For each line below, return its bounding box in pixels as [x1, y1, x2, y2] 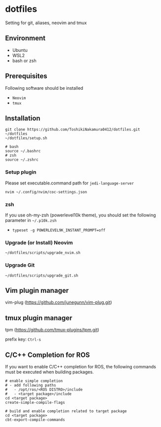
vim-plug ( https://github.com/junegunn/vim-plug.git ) [5, 299, 112, 305]
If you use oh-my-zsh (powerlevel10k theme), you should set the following [5, 212, 156, 218]
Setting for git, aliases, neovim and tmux [5, 20, 87, 26]
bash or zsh [12, 58, 37, 64]
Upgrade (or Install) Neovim [5, 239, 73, 246]
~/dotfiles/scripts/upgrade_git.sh [5, 273, 79, 278]
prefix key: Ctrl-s [5, 336, 41, 342]
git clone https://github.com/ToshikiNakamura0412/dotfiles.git [5, 127, 140, 132]
